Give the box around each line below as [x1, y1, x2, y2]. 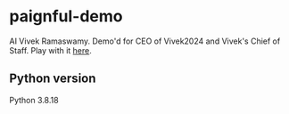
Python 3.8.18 [9, 94, 60, 105]
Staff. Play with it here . [9, 45, 92, 55]
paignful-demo [9, 6, 123, 27]
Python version [9, 71, 96, 86]
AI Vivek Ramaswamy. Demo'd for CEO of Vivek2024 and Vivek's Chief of [9, 36, 281, 46]
